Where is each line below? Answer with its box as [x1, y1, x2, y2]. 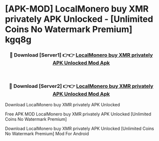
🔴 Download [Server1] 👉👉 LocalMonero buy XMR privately [9, 52, 153, 58]
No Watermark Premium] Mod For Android [5, 130, 89, 136]
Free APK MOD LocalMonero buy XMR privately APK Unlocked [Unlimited [5, 111, 151, 117]
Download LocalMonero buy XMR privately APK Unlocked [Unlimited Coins [5, 126, 154, 131]
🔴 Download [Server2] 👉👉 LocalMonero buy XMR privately [9, 83, 154, 90]
